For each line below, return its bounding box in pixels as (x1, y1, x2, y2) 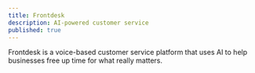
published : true (8, 26, 61, 34)
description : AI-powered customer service (8, 19, 149, 27)
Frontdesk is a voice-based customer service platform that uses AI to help (8, 48, 248, 57)
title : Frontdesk (8, 11, 65, 20)
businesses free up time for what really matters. (8, 56, 163, 65)
